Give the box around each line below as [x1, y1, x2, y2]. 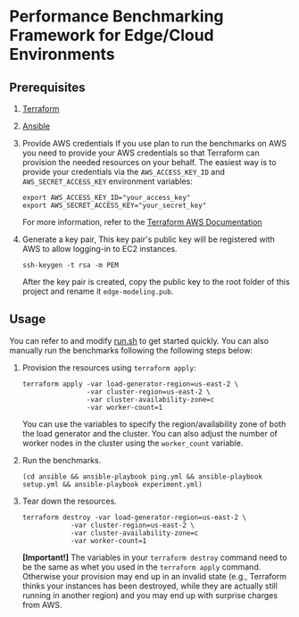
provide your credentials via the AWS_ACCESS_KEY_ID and [21, 167, 226, 177]
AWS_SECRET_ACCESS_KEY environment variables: [21, 176, 194, 187]
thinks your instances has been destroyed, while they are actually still [21, 580, 278, 591]
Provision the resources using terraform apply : [21, 362, 196, 372]
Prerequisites [9, 79, 86, 95]
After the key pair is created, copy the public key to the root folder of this [21, 277, 290, 287]
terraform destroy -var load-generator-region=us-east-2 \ [21, 513, 247, 521]
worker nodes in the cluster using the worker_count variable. [21, 438, 244, 448]
